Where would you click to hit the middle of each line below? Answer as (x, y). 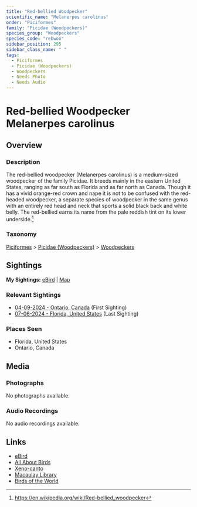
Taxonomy (21, 234)
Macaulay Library (35, 475)
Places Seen (24, 328)
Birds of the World (36, 481)
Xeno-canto (29, 468)
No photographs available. (38, 395)
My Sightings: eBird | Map (38, 279)
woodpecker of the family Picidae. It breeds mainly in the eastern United (93, 181)
